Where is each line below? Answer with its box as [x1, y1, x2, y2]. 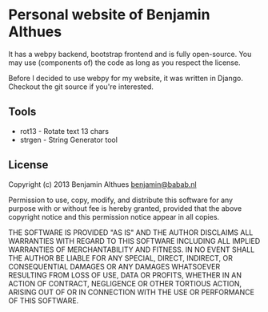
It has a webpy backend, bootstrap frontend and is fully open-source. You [8, 49, 252, 59]
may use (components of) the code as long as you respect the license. [8, 58, 241, 67]
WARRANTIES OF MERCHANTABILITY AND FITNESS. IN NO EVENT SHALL [8, 245, 255, 254]
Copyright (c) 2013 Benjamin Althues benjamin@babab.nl [8, 179, 198, 189]
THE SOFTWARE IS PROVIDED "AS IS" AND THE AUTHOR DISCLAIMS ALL [8, 227, 254, 237]
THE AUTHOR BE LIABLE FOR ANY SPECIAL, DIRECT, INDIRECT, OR [8, 253, 234, 262]
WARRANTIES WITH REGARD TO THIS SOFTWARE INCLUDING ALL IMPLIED [8, 236, 261, 245]
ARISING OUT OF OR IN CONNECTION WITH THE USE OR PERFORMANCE [8, 287, 254, 297]
